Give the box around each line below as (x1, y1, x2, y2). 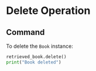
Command (6, 27, 45, 37)
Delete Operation (6, 4, 91, 17)
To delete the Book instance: (6, 42, 73, 49)
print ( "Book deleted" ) (6, 59, 61, 65)
